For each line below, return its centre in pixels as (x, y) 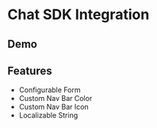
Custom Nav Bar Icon (54, 107)
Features (30, 70)
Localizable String (48, 115)
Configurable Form (50, 90)
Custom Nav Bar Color (56, 99)
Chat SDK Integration (78, 15)
